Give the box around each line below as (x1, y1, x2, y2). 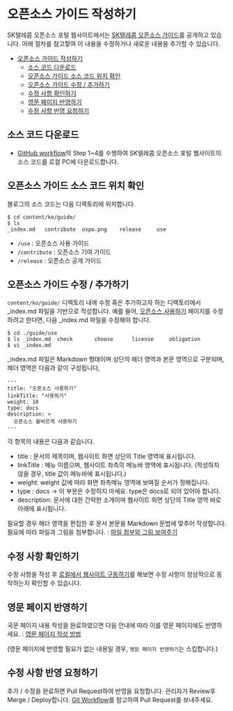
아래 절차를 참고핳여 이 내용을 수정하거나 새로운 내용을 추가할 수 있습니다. (22, 39, 220, 47)
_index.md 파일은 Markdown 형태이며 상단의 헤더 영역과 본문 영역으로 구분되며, (7, 355, 225, 363)
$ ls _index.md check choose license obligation (7, 336, 200, 343)
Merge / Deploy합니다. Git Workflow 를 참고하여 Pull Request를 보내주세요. (7, 695, 214, 704)
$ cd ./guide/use (7, 330, 58, 337)
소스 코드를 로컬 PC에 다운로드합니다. (17, 158, 119, 166)
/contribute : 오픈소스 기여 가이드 (17, 247, 111, 256)
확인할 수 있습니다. (31, 579, 82, 588)
